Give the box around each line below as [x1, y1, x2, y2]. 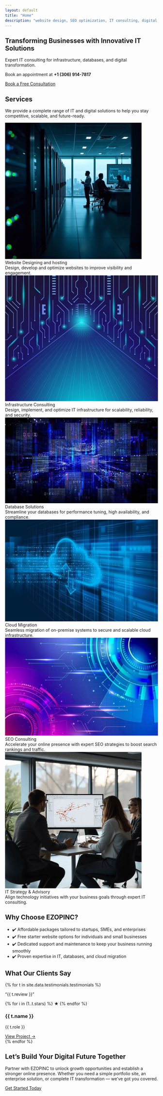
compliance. [5, 514, 30, 520]
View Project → [5, 1033, 36, 1039]
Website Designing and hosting [5, 260, 67, 265]
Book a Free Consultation [5, 81, 56, 87]
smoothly [12, 948, 31, 953]
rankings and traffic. [5, 747, 46, 752]
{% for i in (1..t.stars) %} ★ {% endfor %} [5, 1001, 88, 1007]
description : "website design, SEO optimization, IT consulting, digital [5, 18, 158, 23]
